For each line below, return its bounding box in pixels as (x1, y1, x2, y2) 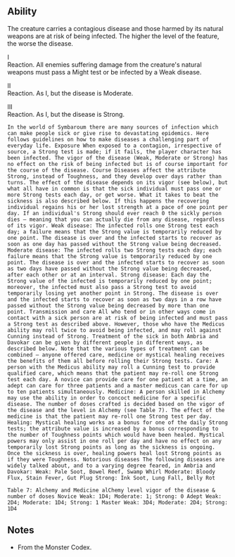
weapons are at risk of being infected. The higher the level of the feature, (7, 32, 220, 40)
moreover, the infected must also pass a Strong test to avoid (7, 283, 197, 290)
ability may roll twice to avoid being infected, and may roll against (7, 326, 222, 333)
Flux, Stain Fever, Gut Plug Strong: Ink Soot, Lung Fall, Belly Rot (7, 474, 216, 481)
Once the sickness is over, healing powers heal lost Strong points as (7, 449, 222, 456)
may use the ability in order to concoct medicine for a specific (7, 394, 206, 402)
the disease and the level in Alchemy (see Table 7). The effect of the (7, 406, 225, 414)
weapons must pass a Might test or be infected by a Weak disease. (7, 68, 202, 76)
